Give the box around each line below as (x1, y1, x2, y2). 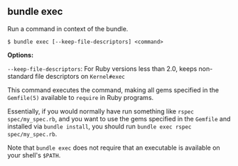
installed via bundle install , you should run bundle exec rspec (7, 122, 192, 131)
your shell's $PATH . (7, 150, 61, 159)
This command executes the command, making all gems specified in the (7, 85, 219, 94)
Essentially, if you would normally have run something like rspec (7, 106, 194, 116)
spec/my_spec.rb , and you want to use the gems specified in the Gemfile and (7, 114, 231, 123)
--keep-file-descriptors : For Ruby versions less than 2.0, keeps (7, 64, 198, 73)
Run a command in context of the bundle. (7, 24, 129, 33)
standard (7, 72, 34, 80)
